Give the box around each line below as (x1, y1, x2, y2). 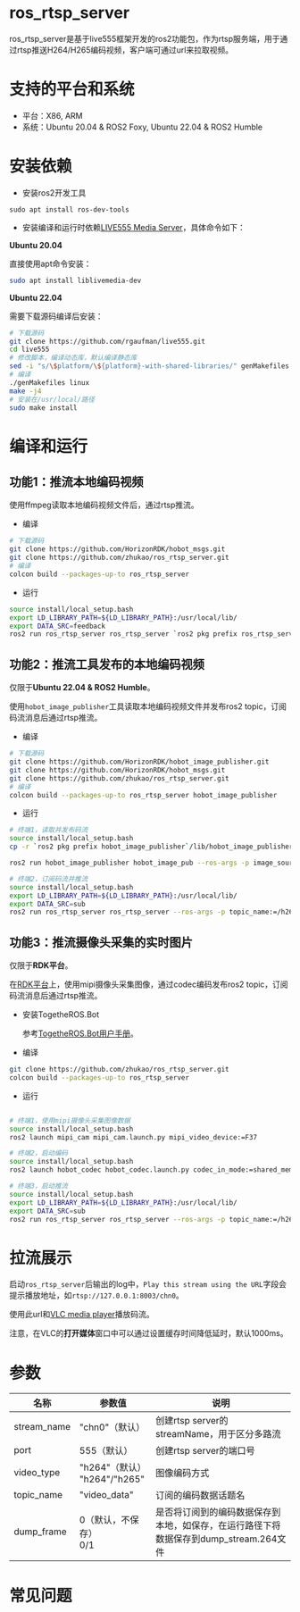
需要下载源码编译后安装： (9, 311, 104, 322)
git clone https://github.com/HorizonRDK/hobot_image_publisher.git (9, 757, 270, 766)
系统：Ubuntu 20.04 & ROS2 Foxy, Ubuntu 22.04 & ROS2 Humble (21, 121, 263, 132)
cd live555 (9, 345, 50, 355)
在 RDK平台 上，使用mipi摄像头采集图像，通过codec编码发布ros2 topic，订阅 (9, 979, 288, 990)
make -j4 (9, 387, 42, 396)
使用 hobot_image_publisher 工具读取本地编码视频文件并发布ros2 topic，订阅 (9, 701, 287, 712)
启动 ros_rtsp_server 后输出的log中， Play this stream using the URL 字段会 (9, 1279, 287, 1290)
